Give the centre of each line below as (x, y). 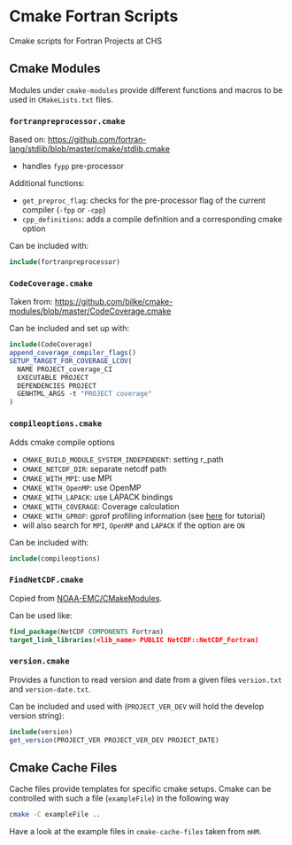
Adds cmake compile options (62, 442)
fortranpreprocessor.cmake (67, 121)
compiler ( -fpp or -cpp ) (64, 210)
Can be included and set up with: (69, 329)
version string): (37, 716)
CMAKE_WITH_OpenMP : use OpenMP (81, 487)
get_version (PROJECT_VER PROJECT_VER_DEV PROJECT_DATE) (114, 740)
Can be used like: (41, 615)
